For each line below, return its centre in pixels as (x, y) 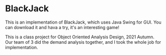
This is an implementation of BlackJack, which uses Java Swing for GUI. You (83, 22)
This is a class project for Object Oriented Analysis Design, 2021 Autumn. (80, 37)
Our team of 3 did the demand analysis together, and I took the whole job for (83, 42)
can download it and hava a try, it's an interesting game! (62, 27)
